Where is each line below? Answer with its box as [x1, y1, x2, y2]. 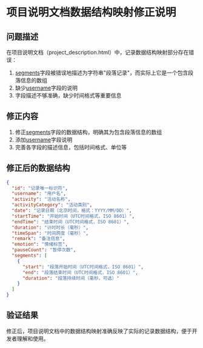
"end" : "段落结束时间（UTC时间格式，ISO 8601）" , [22, 269, 138, 275]
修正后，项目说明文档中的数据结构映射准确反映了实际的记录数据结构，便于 [6, 327, 192, 335]
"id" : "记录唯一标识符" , [12, 185, 68, 191]
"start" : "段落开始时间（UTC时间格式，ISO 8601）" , [22, 264, 144, 270]
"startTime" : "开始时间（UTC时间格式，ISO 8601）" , [12, 213, 135, 219]
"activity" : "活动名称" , [12, 196, 71, 203]
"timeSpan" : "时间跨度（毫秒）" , [12, 230, 89, 236]
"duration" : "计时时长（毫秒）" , [12, 225, 89, 231]
